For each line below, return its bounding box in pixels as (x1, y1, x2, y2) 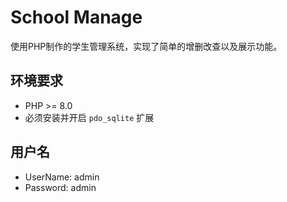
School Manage (10, 6, 143, 29)
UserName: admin (24, 171, 100, 183)
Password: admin (24, 181, 97, 193)
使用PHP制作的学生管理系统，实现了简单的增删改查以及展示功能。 (10, 40, 283, 52)
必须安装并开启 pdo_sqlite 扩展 (24, 111, 155, 123)
